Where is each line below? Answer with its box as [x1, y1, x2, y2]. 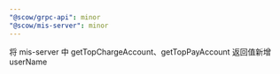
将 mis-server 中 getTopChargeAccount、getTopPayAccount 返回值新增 [9, 46, 272, 57]
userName [9, 56, 48, 67]
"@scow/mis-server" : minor [9, 21, 109, 30]
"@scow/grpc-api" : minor [9, 12, 101, 22]
